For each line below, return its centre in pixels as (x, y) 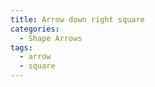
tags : (21, 47)
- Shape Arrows (51, 38)
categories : (35, 29)
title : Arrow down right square (77, 19)
